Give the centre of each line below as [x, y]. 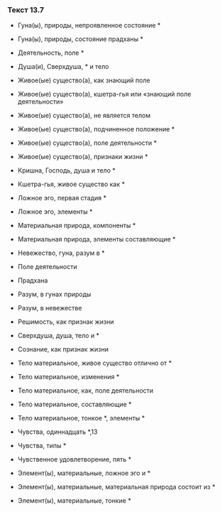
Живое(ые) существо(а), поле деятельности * [87, 143]
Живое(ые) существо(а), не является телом [84, 116]
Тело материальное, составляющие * [75, 404]
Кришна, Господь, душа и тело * [66, 170]
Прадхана [33, 280]
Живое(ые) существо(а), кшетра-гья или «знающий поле [104, 94]
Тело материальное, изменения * [68, 377]
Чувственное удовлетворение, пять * [74, 459]
